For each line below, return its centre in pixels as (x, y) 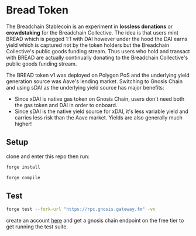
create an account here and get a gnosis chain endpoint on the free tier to (95, 221)
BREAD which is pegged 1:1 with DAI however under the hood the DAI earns (97, 39)
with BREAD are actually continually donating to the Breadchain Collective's (97, 57)
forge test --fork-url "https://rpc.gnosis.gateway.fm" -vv (81, 209)
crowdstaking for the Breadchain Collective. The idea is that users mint (92, 32)
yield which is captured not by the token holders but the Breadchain (88, 45)
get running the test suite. (37, 227)
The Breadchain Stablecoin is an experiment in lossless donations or (90, 26)
